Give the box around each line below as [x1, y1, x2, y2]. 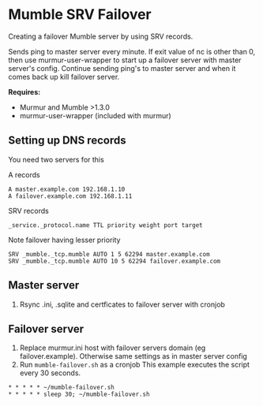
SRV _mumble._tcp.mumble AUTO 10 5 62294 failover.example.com [8, 257, 221, 265]
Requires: [8, 87, 41, 96]
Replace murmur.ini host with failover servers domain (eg [19, 343, 206, 352]
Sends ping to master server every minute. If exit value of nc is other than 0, [8, 47, 256, 56]
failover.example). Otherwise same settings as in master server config [19, 352, 247, 361]
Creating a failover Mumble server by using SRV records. [8, 32, 193, 41]
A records [8, 169, 41, 179]
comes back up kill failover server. [8, 72, 120, 81]
